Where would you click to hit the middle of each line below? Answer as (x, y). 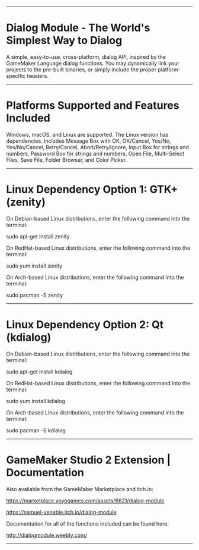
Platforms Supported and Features (93, 106)
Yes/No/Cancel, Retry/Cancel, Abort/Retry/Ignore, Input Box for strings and (98, 147)
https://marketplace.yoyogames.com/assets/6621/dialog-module (85, 501)
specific (16, 76)
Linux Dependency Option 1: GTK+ (92, 189)
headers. (38, 76)
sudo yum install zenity (34, 266)
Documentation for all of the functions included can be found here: (88, 523)
